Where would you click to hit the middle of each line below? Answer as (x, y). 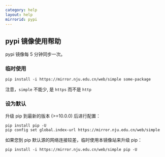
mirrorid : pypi (21, 19)
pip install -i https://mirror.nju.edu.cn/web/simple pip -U (71, 149)
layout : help (19, 15)
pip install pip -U (26, 125)
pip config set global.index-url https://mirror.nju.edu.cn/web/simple (82, 130)
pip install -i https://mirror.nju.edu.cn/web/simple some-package (78, 80)
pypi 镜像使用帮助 (33, 41)
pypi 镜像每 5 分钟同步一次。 (35, 54)
